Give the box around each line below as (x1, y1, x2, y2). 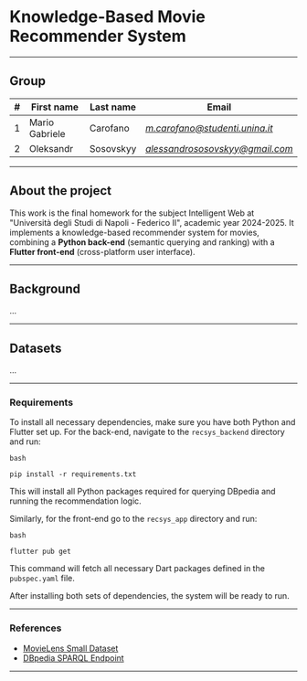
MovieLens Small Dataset (22, 643, 119, 654)
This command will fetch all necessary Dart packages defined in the (9, 563, 265, 574)
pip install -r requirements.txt (9, 470, 137, 479)
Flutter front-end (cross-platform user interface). (9, 246, 196, 257)
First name (30, 101, 79, 113)
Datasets (9, 340, 62, 356)
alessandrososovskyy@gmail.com (144, 142, 293, 154)
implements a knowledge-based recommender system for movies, (9, 227, 260, 238)
